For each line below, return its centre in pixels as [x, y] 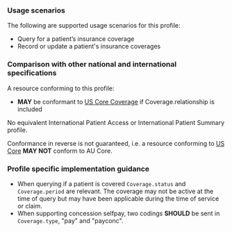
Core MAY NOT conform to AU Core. [60, 151]
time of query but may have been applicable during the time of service [118, 198]
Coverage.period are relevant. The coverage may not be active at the [115, 191]
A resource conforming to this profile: [61, 88]
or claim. [30, 206]
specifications [32, 73]
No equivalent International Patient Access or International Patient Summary [116, 122]
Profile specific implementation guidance [78, 169]
